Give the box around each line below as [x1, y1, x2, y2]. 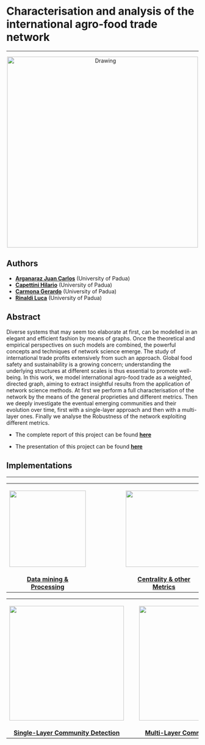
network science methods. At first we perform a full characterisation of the [6, 386, 194, 394]
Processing [31, 582, 65, 591]
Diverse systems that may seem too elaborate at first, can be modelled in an [6, 328, 198, 336]
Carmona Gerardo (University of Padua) [15, 287, 117, 295]
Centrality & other [137, 575, 191, 584]
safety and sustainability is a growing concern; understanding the [6, 361, 171, 368]
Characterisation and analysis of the [6, 4, 195, 18]
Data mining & [26, 575, 69, 584]
